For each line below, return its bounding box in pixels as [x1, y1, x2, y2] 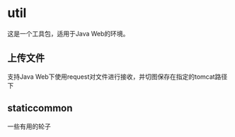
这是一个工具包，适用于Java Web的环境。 [7, 29, 130, 38]
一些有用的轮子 [7, 122, 51, 131]
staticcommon [7, 102, 73, 114]
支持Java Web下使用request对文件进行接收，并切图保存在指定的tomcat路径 [7, 72, 228, 81]
